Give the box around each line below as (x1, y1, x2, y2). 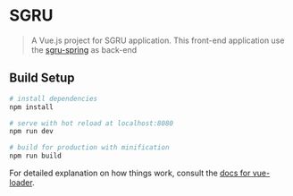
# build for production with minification (9, 143, 170, 152)
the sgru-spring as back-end (30, 44, 137, 55)
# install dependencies (9, 94, 98, 103)
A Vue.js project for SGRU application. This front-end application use (30, 35, 285, 46)
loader (9, 177, 33, 188)
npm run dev (9, 127, 54, 136)
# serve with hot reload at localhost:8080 (9, 118, 174, 128)
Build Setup (9, 71, 75, 86)
